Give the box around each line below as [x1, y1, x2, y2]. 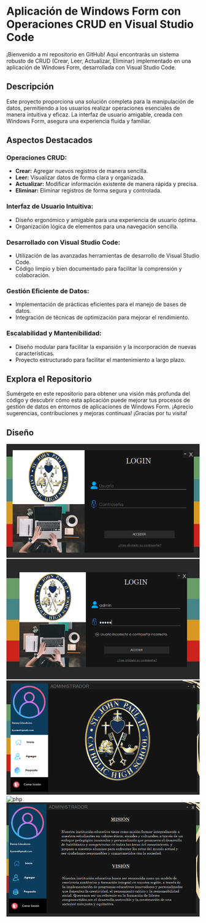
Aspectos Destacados [6, 135, 93, 145]
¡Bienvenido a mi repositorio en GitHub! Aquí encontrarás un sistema [6, 50, 179, 58]
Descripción [6, 82, 54, 92]
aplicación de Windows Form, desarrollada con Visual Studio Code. [6, 63, 177, 71]
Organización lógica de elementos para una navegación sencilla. [15, 223, 179, 230]
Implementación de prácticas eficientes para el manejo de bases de [15, 301, 187, 308]
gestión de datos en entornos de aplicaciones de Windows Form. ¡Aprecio [6, 403, 194, 410]
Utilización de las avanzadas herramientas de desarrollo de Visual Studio [15, 252, 200, 259]
